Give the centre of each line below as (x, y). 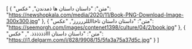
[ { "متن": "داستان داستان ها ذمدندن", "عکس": (59, 9)
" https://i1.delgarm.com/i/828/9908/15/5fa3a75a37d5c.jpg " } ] (83, 40)
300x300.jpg (22, 21)
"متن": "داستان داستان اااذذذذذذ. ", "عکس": (55, 34)
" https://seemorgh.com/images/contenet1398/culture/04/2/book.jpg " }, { (96, 27)
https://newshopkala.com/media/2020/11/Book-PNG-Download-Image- (96, 15)
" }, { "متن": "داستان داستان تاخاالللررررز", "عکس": (96, 21)
